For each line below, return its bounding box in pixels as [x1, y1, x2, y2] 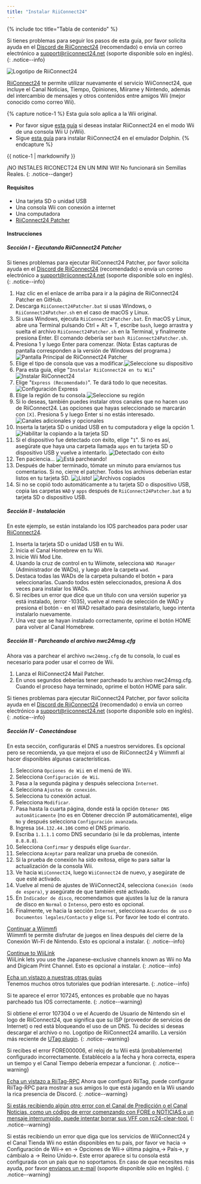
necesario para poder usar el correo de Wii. [7, 659, 114, 666]
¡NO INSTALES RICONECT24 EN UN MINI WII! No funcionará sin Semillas [7, 164, 187, 171]
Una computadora [15, 210, 60, 217]
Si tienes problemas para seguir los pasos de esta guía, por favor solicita [7, 37, 186, 44]
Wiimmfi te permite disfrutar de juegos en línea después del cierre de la [7, 931, 184, 939]
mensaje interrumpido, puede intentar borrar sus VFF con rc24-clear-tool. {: [7, 1115, 194, 1122]
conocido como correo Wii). [7, 98, 76, 106]
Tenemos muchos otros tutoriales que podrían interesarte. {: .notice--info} [7, 980, 190, 987]
